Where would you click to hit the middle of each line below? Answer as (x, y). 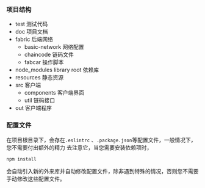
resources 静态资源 (39, 78)
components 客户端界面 (54, 93)
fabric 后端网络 (34, 39)
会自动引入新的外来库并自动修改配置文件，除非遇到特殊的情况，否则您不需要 (103, 172)
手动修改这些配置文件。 (36, 179)
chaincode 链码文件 (49, 55)
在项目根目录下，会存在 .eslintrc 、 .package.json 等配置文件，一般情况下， (101, 140)
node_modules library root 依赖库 (57, 70)
